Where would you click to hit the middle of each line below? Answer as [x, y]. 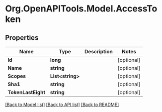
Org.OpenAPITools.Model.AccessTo [81, 9]
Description [98, 52]
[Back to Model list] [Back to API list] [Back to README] [62, 105]
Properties [22, 38]
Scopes [17, 76]
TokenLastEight [27, 92]
